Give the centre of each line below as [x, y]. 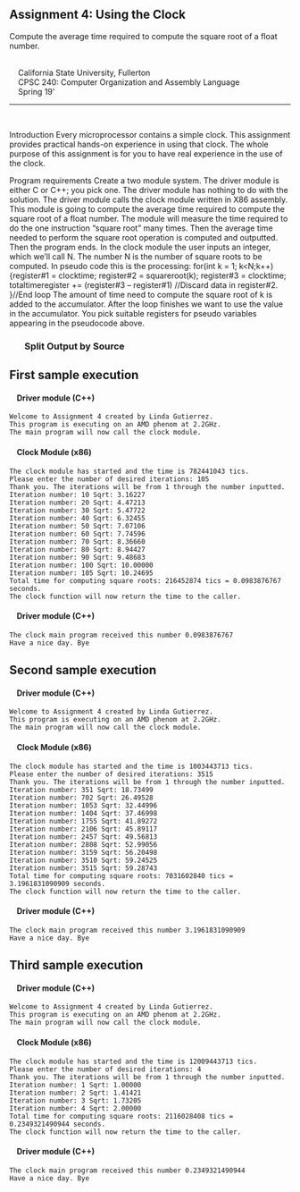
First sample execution [74, 375]
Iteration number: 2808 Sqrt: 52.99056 [83, 844]
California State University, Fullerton [84, 72]
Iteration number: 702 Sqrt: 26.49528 [81, 798]
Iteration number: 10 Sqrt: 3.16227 [77, 495]
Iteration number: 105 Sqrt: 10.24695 [81, 573]
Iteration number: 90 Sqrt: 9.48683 [77, 557]
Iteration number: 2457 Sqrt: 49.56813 [83, 837]
